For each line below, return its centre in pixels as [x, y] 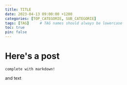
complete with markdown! [30, 69]
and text [13, 78]
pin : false [16, 32]
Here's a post [32, 56]
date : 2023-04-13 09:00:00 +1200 [39, 14]
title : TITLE [18, 9]
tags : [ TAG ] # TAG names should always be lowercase [64, 23]
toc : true [15, 28]
